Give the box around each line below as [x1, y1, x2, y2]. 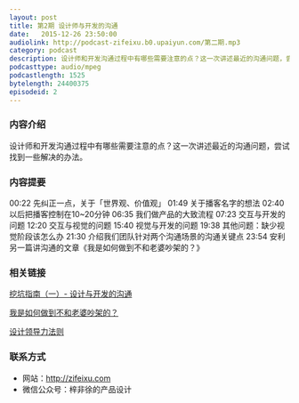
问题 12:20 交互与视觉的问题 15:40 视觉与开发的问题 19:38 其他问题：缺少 [9, 220, 278, 231]
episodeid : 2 [9, 87, 58, 96]
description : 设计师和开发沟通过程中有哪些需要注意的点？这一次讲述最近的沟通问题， [9, 54, 287, 63]
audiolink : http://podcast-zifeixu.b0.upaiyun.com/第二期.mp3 [9, 37, 241, 47]
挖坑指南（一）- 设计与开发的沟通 [9, 288, 133, 299]
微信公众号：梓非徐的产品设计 [21, 383, 132, 394]
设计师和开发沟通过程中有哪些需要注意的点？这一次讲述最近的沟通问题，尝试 [9, 140, 290, 151]
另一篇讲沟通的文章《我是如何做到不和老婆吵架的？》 [9, 242, 205, 254]
